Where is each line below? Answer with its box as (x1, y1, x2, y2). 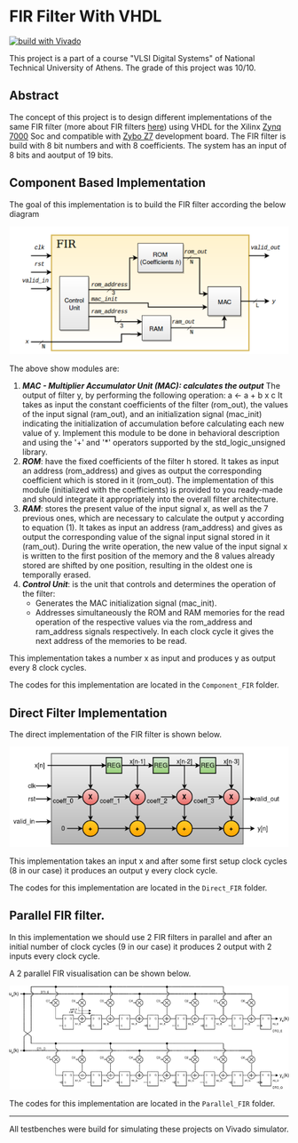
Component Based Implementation (9, 175, 207, 190)
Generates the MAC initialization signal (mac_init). (35, 598, 217, 608)
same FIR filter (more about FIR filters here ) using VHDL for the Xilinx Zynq (9, 121, 282, 132)
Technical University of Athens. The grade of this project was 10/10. (9, 62, 256, 73)
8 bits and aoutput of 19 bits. (9, 149, 114, 160)
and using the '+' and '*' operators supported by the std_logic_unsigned (21, 438, 286, 448)
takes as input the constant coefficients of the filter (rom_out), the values (21, 399, 288, 410)
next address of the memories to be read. (35, 636, 188, 647)
